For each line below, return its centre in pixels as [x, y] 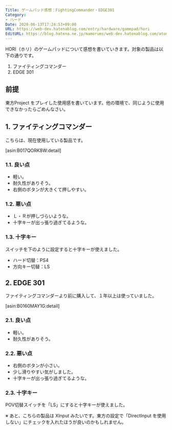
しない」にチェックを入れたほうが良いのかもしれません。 [66, 422]
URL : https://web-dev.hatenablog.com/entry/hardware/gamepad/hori [78, 29]
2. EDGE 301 [25, 283]
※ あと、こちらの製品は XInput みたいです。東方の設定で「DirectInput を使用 [86, 416]
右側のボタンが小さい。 [37, 365]
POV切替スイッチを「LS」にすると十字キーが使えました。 [67, 405]
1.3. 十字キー [21, 237]
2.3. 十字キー [21, 393]
